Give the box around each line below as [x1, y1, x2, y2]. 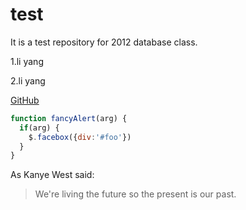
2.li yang [10, 74, 46, 87]
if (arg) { [19, 123, 60, 133]
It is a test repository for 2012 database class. [10, 36, 198, 48]
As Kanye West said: [10, 169, 95, 181]
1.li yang [10, 55, 44, 67]
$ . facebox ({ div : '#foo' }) [28, 132, 132, 142]
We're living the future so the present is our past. [34, 188, 237, 200]
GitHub [10, 94, 40, 106]
